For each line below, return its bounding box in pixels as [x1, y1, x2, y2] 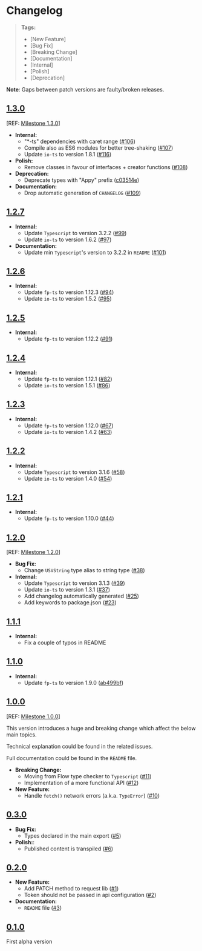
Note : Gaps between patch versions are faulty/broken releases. [6, 85, 165, 93]
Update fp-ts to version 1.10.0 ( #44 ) [24, 515, 114, 522]
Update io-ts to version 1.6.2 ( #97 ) [24, 236, 112, 243]
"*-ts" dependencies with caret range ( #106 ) [24, 138, 136, 145]
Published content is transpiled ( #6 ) [24, 845, 114, 852]
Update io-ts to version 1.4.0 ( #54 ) [24, 475, 112, 482]
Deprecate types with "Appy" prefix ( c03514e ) [24, 176, 140, 184]
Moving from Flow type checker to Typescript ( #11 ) [24, 772, 152, 779]
